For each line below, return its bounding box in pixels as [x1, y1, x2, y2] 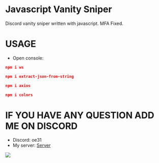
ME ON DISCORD [5, 120, 78, 132]
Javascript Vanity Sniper [5, 4, 112, 15]
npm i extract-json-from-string [5, 74, 74, 79]
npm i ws [5, 64, 24, 70]
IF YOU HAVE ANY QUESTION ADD [5, 109, 154, 121]
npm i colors [5, 92, 33, 97]
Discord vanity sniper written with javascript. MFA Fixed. [5, 20, 124, 26]
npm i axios [5, 83, 31, 88]
